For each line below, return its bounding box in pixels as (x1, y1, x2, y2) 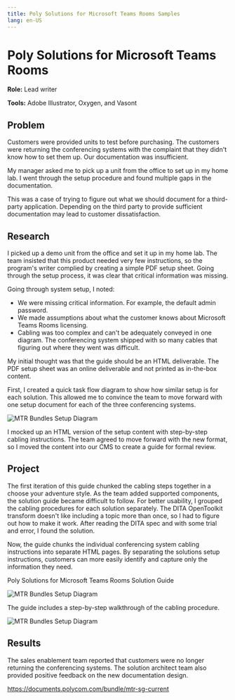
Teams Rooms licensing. (17, 321, 88, 330)
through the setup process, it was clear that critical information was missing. (7, 271, 229, 280)
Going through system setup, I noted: (7, 285, 115, 294)
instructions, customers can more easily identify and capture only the (7, 555, 208, 563)
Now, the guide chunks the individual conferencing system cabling (7, 540, 200, 548)
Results (7, 637, 41, 649)
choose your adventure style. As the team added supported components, (7, 489, 220, 498)
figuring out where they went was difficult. (17, 344, 140, 352)
